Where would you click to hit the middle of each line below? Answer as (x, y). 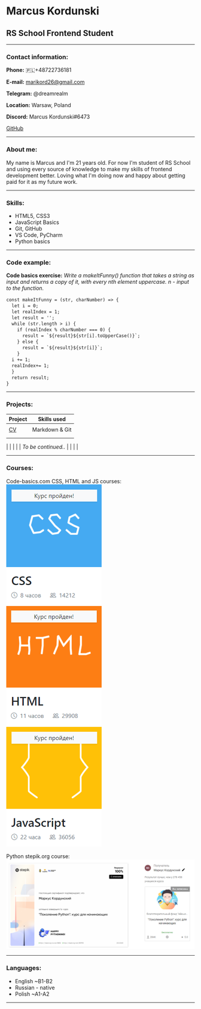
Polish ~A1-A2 (32, 994)
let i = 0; (25, 306)
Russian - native (35, 987)
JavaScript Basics (37, 222)
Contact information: (37, 57)
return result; (31, 378)
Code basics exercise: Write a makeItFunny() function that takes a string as (100, 275)
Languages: (24, 968)
